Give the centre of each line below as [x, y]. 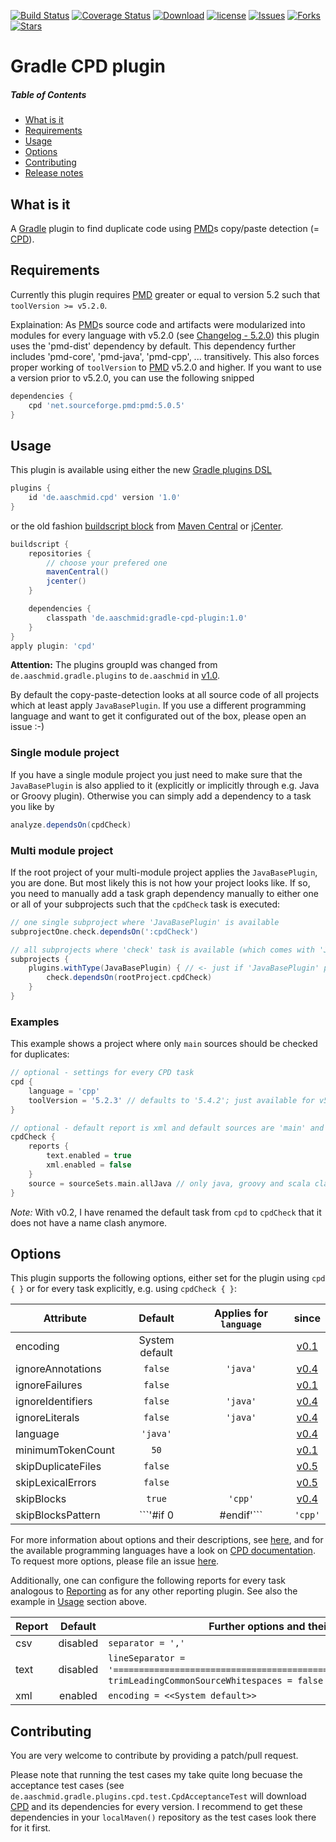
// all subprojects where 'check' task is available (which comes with [162, 950]
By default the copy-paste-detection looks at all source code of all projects [165, 695]
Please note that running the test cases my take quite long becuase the [156, 1775]
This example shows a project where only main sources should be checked [164, 1044]
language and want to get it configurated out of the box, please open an [158, 716]
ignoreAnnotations [58, 1369]
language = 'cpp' [64, 1091]
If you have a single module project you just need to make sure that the [156, 774]
